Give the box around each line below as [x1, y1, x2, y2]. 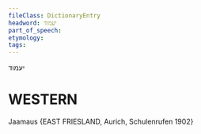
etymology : [8, 33, 44, 42]
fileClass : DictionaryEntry [8, 11, 101, 20]
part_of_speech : [8, 26, 62, 34]
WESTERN [8, 90, 78, 109]
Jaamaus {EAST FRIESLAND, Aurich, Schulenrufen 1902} [8, 117, 194, 127]
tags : [8, 41, 26, 49]
